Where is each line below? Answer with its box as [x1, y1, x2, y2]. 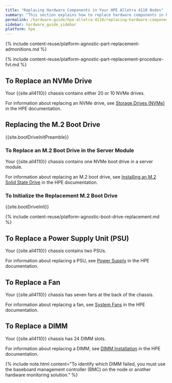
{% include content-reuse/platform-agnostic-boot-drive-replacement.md [5, 214, 160, 220]
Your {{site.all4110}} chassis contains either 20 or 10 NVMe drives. [5, 90, 145, 96]
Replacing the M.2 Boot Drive [5, 120, 101, 129]
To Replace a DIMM [5, 322, 68, 331]
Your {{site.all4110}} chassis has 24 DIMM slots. [5, 335, 106, 341]
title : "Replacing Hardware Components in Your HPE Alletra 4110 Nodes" [5, 7, 164, 13]
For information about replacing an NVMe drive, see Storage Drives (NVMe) [5, 100, 165, 106]
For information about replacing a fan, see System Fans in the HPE [5, 301, 145, 308]
